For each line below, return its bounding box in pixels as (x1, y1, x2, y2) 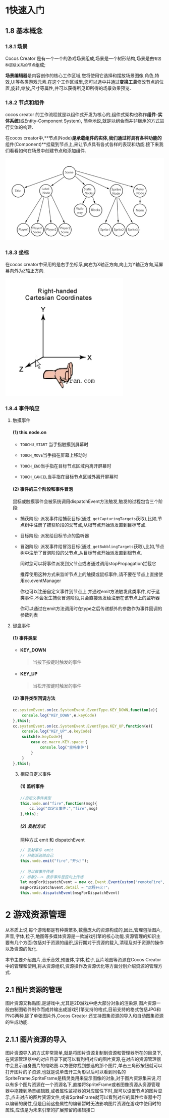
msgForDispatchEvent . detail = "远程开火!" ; (20, 885, 110, 890)
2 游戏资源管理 (5, 909, 67, 921)
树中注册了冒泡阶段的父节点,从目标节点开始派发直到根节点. (20, 550, 142, 556)
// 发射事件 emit (20, 848, 54, 853)
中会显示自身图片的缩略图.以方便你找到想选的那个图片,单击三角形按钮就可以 (5, 1062, 163, 1068)
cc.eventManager (24, 578, 62, 584)
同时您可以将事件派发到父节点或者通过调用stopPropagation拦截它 (20, 560, 156, 566)
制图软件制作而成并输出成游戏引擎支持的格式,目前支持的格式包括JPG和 (14, 1006, 161, 1012)
